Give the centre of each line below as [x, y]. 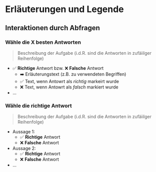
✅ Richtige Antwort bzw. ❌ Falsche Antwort [58, 68]
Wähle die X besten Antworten [43, 42]
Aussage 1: [23, 132]
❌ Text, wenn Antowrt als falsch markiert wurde [69, 87]
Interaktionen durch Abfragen [52, 28]
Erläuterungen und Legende [64, 9]
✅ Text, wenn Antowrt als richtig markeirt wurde [69, 81]
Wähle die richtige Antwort [38, 106]
